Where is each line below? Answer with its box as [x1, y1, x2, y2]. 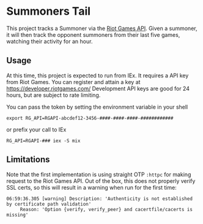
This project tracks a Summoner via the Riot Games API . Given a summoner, [6, 25, 197, 32]
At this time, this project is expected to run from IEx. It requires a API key [6, 72, 189, 79]
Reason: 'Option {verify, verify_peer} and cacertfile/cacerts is [20, 206, 193, 212]
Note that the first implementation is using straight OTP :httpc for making [6, 171, 191, 178]
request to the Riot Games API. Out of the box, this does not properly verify [6, 177, 196, 185]
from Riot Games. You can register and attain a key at [6, 78, 141, 85]
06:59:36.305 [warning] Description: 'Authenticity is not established [6, 195, 193, 202]
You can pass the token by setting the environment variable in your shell [6, 103, 188, 110]
